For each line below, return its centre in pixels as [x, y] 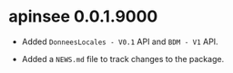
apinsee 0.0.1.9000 [83, 17]
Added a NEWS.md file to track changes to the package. [123, 59]
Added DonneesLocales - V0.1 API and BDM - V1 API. [120, 41]
